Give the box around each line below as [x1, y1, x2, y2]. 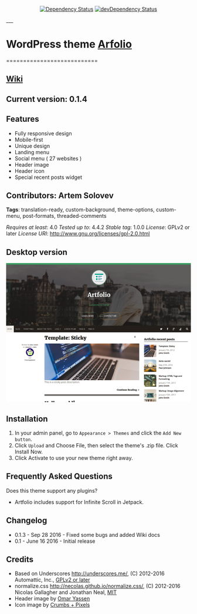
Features [6, 114, 39, 124]
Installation [6, 414, 48, 424]
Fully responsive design [14, 130, 72, 137]
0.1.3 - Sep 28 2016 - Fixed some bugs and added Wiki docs [14, 531, 160, 538]
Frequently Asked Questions [6, 472, 113, 482]
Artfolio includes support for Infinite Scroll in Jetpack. [14, 498, 144, 506]
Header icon [14, 167, 45, 174]
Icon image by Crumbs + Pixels [14, 601, 90, 609]
